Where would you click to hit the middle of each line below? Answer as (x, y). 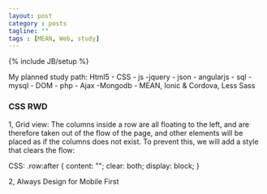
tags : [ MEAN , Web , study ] (54, 38)
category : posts (38, 23)
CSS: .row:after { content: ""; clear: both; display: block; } (104, 166)
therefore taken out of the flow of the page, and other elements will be (126, 133)
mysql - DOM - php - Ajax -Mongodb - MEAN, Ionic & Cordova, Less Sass (132, 86)
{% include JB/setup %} (49, 61)
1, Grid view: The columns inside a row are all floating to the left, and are (129, 124)
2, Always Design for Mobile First (64, 181)
